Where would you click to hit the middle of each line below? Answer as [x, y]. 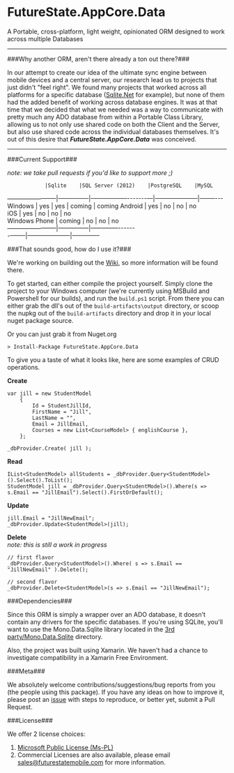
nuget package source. [40, 320]
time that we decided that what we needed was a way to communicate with [115, 110]
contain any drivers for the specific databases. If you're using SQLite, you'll [115, 622]
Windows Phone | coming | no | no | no [63, 220]
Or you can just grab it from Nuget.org [62, 334]
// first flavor [31, 557]
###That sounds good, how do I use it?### [69, 249]
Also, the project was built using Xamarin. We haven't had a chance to [108, 650]
